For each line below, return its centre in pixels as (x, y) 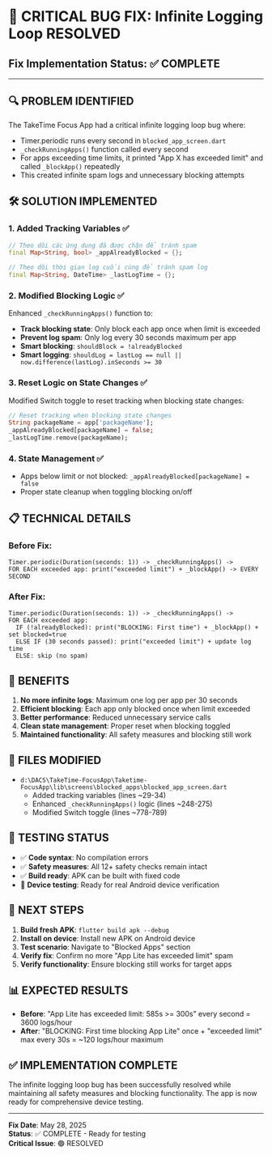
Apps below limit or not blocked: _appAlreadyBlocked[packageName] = (135, 476)
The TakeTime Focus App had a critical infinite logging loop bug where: (127, 125)
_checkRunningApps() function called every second (104, 149)
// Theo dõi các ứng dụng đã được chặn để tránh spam (103, 245)
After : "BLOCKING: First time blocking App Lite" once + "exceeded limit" (141, 1031)
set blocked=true (38, 635)
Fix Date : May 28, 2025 (48, 1125)
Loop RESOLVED (65, 34)
